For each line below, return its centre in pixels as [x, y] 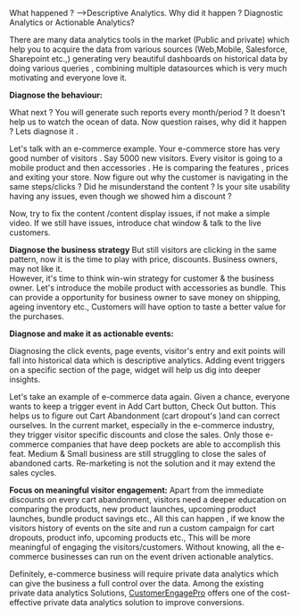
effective [25, 602]
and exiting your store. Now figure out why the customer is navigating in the [149, 177]
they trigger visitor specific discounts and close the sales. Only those [136, 435]
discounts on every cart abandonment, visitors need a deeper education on [148, 499]
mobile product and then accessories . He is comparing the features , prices [149, 168]
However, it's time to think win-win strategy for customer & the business [142, 278]
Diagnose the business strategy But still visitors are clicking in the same [143, 250]
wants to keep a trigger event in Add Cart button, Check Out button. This [143, 406]
